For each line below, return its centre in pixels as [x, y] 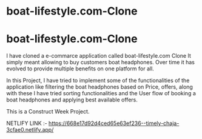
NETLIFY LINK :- [27, 123]
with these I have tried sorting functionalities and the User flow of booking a [101, 93]
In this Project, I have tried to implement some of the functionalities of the [98, 81]
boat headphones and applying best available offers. [72, 100]
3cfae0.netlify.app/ [30, 130]
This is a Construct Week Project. [48, 112]
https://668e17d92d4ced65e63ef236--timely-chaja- [114, 123]
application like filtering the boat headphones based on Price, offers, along [99, 87]
